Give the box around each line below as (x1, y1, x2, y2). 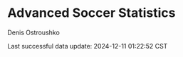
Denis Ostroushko (7, 28, 61, 37)
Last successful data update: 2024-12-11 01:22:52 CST (7, 42, 168, 50)
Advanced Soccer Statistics (7, 5, 176, 21)
